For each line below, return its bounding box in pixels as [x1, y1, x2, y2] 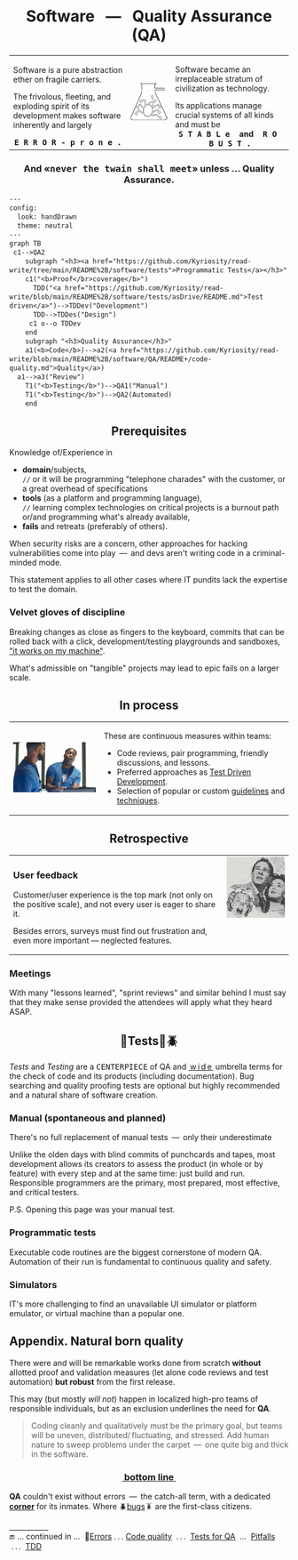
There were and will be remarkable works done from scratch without [9, 1357, 262, 1368]
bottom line [123, 1470, 175, 1483]
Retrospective [109, 832, 189, 847]
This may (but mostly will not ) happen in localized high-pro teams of [9, 1394, 259, 1404]
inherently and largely [12, 120, 93, 131]
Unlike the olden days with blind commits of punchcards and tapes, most [9, 1149, 276, 1160]
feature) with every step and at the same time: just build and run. [9, 1168, 246, 1179]
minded [9, 558, 37, 568]
